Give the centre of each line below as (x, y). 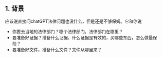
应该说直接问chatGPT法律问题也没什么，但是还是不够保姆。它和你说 (73, 21)
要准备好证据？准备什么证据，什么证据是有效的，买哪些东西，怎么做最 (82, 37)
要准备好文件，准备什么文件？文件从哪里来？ (57, 49)
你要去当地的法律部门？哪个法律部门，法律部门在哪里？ (67, 31)
